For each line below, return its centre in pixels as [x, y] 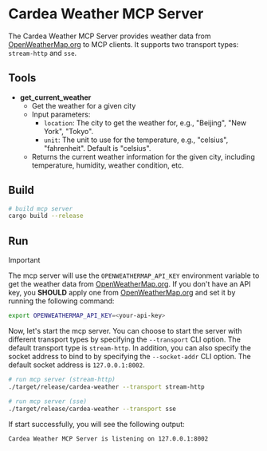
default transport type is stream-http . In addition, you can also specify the [130, 348]
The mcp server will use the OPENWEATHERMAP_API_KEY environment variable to [134, 275]
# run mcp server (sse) [48, 401]
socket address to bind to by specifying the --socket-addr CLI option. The [130, 356]
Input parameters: [61, 114]
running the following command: [61, 301]
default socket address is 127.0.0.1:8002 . [77, 365]
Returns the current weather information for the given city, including [143, 156]
